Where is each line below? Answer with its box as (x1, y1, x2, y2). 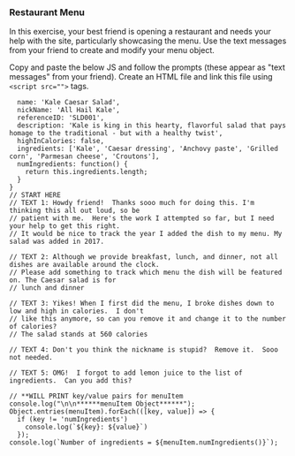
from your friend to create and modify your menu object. (9, 45, 215, 56)
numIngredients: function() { (17, 160, 128, 169)
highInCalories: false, (17, 137, 104, 146)
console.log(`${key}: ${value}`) (25, 422, 148, 432)
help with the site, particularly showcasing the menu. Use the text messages (9, 35, 287, 46)
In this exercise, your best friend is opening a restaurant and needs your (9, 27, 271, 37)
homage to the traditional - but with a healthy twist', (9, 129, 223, 138)
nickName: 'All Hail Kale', (17, 106, 121, 115)
